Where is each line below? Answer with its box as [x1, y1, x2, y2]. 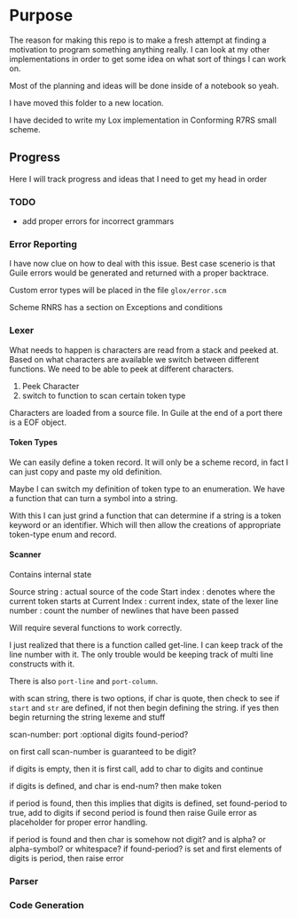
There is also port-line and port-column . [9, 676, 159, 687]
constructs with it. [9, 659, 75, 669]
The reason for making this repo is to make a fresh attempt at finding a [9, 35, 267, 45]
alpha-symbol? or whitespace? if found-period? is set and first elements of [9, 843, 282, 854]
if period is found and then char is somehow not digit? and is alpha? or [9, 834, 266, 845]
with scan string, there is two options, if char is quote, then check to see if [9, 693, 280, 704]
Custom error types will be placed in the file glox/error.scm [9, 285, 227, 296]
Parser [9, 874, 39, 887]
